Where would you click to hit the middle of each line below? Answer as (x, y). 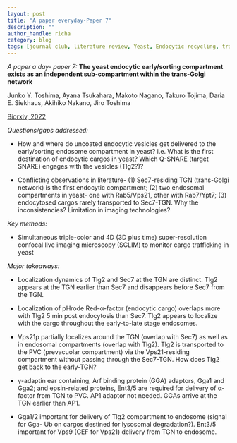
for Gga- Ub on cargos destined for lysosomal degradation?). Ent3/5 (117, 424)
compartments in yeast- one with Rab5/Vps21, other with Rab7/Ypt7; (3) (122, 195)
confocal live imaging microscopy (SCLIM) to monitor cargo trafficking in (123, 245)
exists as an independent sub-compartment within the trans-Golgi (107, 74)
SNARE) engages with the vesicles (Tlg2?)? (80, 166)
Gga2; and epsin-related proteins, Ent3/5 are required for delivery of (117, 388)
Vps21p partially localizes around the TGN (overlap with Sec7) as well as (122, 337)
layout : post (26, 14)
